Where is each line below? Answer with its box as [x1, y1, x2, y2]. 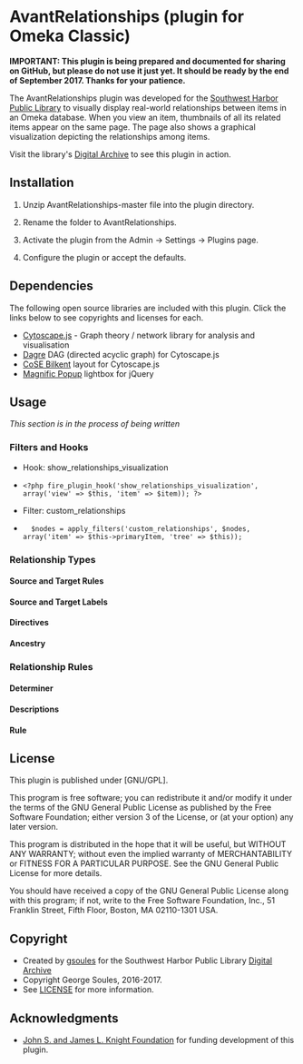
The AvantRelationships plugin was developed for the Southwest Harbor [9, 93, 279, 103]
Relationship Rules [9, 660, 93, 673]
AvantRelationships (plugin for [9, 6, 245, 27]
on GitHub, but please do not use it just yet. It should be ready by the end [9, 65, 289, 76]
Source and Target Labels [9, 596, 108, 607]
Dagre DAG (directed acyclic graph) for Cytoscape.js [22, 349, 220, 360]
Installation [9, 175, 74, 191]
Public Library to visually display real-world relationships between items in [9, 102, 288, 113]
